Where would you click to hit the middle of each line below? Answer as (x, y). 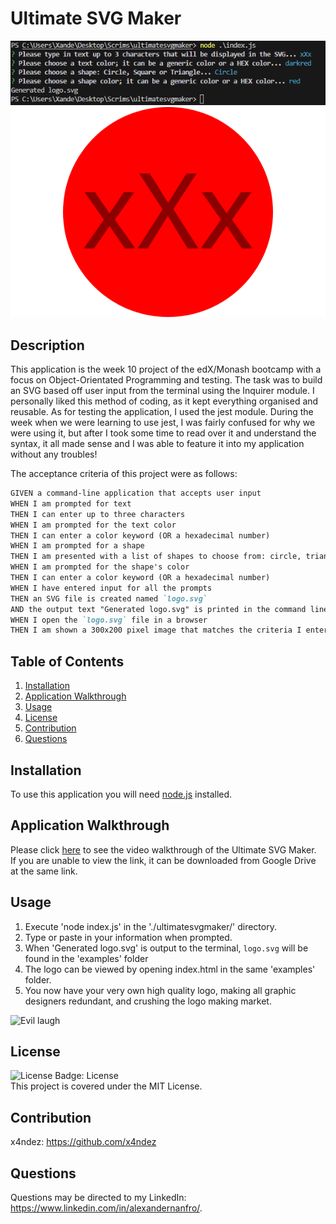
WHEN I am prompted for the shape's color (100, 567)
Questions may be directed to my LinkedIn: (98, 1198)
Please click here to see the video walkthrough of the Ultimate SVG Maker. (163, 849)
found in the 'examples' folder (86, 958)
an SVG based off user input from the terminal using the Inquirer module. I (162, 391)
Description (47, 345)
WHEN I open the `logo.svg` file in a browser (109, 620)
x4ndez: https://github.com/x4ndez (83, 1142)
